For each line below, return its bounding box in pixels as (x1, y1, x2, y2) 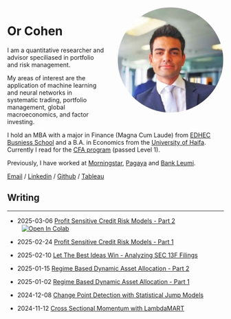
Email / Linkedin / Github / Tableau (7, 172, 104, 180)
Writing (7, 192, 40, 204)
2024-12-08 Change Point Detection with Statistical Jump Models (16, 291, 204, 299)
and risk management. (7, 60, 71, 69)
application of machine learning (7, 81, 97, 89)
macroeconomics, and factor (7, 110, 89, 119)
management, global (7, 103, 65, 111)
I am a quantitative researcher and (7, 46, 104, 54)
